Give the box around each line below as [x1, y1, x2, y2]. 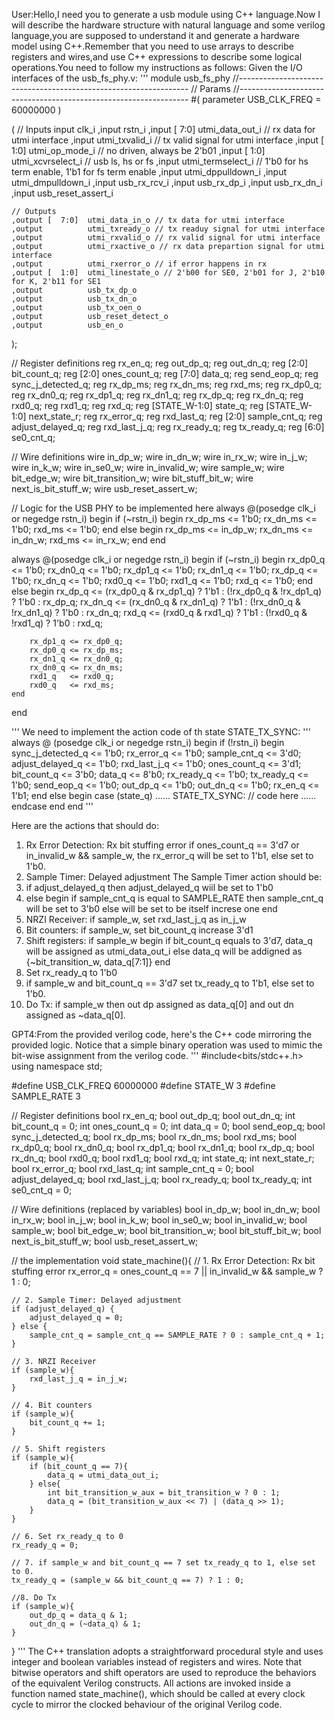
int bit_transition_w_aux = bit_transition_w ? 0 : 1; [47, 1488, 281, 1498]
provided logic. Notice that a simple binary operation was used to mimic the [11, 1039, 323, 1051]
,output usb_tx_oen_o [11, 303, 142, 313]
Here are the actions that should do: [11, 820, 159, 831]
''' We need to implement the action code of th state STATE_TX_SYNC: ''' [11, 726, 311, 738]
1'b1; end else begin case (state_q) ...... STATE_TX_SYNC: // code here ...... [11, 790, 317, 801]
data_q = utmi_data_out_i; [47, 1470, 160, 1480]
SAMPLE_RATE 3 [11, 1090, 81, 1102]
